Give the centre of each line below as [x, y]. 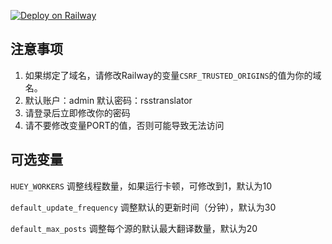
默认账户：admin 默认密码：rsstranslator [108, 100]
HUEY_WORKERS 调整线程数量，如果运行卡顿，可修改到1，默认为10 [141, 186]
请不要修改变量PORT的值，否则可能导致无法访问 [124, 125]
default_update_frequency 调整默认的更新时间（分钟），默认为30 [143, 207]
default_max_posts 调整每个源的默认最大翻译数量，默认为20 [134, 228]
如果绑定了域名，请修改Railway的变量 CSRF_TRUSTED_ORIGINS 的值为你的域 [173, 75]
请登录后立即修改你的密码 [77, 112]
